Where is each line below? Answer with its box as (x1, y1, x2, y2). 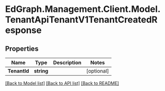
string (34, 68, 49, 74)
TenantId (7, 68, 29, 74)
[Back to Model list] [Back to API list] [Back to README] (5, 81, 119, 86)
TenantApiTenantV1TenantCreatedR (5, 14, 158, 25)
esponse (5, 25, 42, 36)
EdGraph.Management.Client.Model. (5, 3, 161, 15)
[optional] (86, 68, 109, 74)
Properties (5, 44, 39, 53)
